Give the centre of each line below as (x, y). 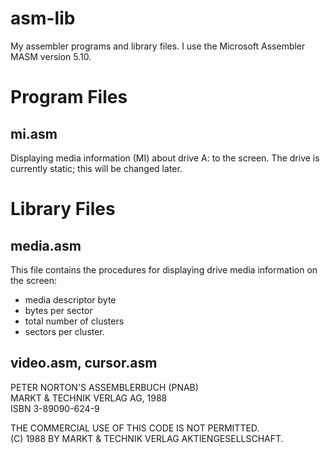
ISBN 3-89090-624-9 (55, 408)
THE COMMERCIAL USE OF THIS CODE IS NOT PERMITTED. (135, 428)
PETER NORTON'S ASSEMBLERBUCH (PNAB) (104, 387)
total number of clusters (74, 321)
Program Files (69, 97)
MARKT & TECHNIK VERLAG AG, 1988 (89, 398)
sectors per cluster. (64, 331)
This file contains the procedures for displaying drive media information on (164, 269)
